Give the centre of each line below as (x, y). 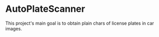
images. (14, 28)
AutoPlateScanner (45, 9)
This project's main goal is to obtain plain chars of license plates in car (80, 23)
